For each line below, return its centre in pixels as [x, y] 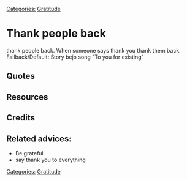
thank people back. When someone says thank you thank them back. [93, 50]
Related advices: [39, 139]
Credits [21, 118]
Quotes [21, 76]
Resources [27, 97]
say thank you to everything [50, 160]
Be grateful [29, 153]
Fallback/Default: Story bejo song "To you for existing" [75, 57]
